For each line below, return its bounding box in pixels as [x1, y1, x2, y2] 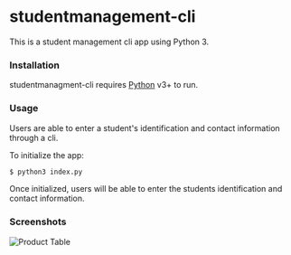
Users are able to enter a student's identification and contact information [9, 122, 280, 133]
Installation [9, 59, 61, 71]
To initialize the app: [9, 149, 84, 160]
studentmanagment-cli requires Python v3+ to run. [9, 80, 199, 90]
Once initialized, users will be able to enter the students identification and [9, 184, 283, 194]
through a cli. [9, 132, 59, 143]
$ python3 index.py [9, 167, 83, 176]
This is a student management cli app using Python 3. [9, 36, 210, 47]
